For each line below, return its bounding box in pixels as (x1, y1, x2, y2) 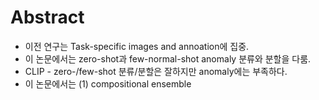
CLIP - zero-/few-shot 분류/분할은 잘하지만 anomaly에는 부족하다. (24, 65, 288, 77)
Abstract (10, 6, 85, 29)
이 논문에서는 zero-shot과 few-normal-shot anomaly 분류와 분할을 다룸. (24, 52, 312, 65)
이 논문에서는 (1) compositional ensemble (24, 77, 192, 90)
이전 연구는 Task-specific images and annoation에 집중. (24, 40, 250, 52)
